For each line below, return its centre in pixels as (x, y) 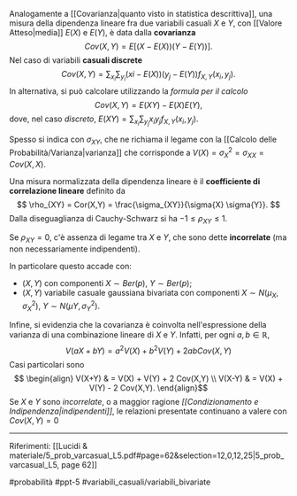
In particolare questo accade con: (71, 267)
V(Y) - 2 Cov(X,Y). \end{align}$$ (148, 388)
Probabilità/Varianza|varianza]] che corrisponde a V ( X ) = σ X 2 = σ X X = (137, 153)
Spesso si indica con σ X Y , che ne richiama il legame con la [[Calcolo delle (143, 140)
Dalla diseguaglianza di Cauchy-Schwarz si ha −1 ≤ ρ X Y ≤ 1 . (118, 219)
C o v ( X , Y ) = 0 (34, 420)
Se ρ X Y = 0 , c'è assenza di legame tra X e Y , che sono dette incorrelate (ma (148, 239)
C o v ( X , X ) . (27, 164)
